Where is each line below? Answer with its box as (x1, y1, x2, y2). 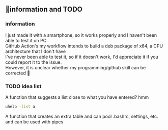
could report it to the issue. (5, 59, 62, 65)
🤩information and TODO (5, 5, 83, 14)
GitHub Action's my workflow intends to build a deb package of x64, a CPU (5, 43, 163, 49)
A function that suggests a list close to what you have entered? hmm (5, 94, 149, 100)
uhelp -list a (5, 104, 36, 109)
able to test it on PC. (5, 37, 48, 43)
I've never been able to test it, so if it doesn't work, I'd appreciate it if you (5, 54, 159, 60)
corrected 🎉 (5, 70, 31, 76)
